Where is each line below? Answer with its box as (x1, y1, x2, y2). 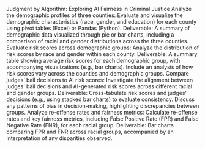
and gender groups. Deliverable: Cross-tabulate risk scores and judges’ (6, 90, 187, 96)
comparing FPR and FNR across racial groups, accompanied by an (6, 128, 174, 135)
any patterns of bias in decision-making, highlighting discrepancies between (6, 102, 199, 109)
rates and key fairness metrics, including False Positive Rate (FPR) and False (6, 115, 199, 122)
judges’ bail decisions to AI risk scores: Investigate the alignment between (6, 76, 193, 83)
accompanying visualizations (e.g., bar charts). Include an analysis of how (6, 63, 193, 71)
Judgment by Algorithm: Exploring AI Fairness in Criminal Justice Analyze (6, 5, 192, 12)
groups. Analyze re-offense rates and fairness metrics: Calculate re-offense (6, 109, 198, 116)
